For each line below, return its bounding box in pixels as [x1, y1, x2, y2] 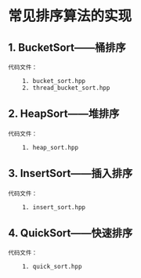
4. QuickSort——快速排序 [8, 226, 133, 240]
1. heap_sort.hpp [22, 143, 79, 151]
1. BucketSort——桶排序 [8, 41, 126, 54]
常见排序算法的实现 [8, 7, 132, 25]
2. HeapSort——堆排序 [8, 107, 120, 121]
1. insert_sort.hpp [22, 203, 86, 211]
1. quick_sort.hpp [22, 263, 82, 271]
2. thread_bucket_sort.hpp [22, 84, 110, 92]
